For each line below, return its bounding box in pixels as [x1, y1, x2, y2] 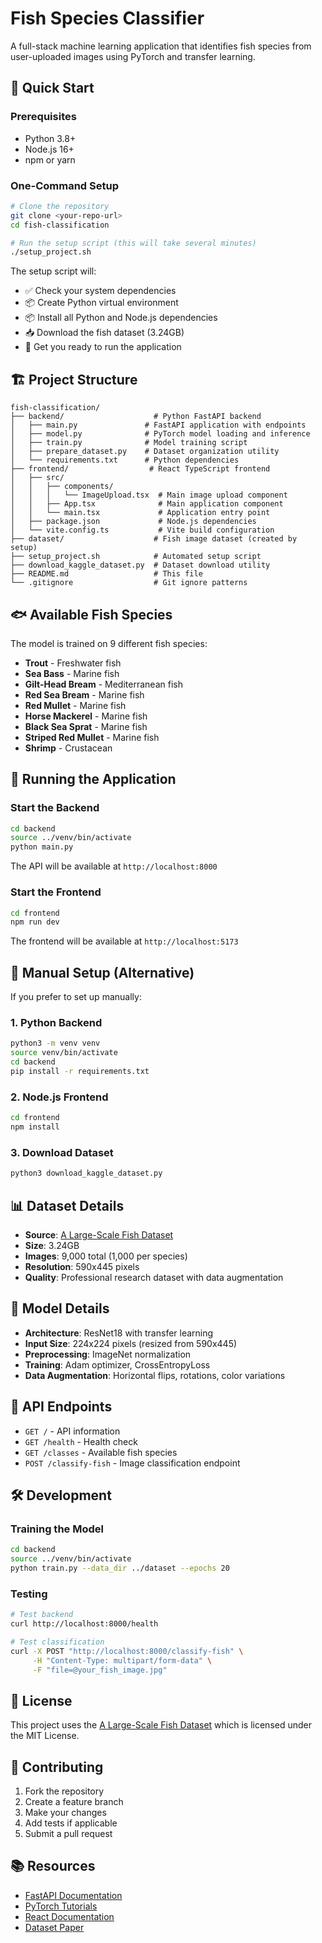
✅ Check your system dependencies [24, 285, 177, 297]
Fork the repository [24, 1785, 105, 1797]
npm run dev [10, 917, 60, 927]
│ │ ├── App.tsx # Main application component [10, 499, 284, 509]
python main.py [10, 842, 74, 852]
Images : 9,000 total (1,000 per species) [24, 1250, 188, 1262]
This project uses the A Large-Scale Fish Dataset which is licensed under [10, 1719, 312, 1731]
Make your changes [24, 1807, 107, 1819]
